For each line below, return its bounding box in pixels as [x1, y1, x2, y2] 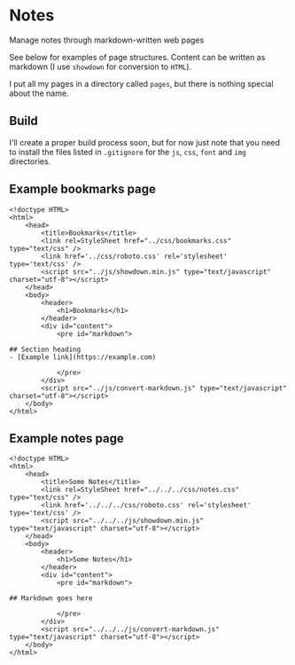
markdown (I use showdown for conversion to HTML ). [9, 61, 192, 72]
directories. [9, 156, 51, 167]
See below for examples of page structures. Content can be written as [9, 51, 266, 62]
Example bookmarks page [9, 182, 157, 197]
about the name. [9, 88, 69, 98]
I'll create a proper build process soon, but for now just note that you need [9, 137, 281, 147]
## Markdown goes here [9, 594, 93, 603]
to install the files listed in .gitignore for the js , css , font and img [9, 146, 246, 157]
